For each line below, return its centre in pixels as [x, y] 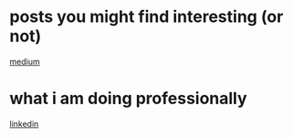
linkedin [24, 123]
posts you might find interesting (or [146, 17]
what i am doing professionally [129, 99]
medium [25, 61]
